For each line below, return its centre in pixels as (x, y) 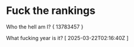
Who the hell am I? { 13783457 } (45, 27)
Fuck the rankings (51, 11)
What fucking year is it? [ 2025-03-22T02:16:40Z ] (67, 38)
